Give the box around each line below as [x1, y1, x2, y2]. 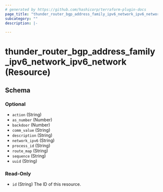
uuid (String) [12, 158, 37, 164]
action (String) [12, 112, 42, 117]
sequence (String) [12, 153, 46, 158]
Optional [5, 101, 26, 107]
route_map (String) [12, 148, 49, 154]
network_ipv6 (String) [12, 138, 55, 143]
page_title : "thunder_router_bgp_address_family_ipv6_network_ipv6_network [5, 12, 162, 17]
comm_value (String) [12, 127, 50, 133]
